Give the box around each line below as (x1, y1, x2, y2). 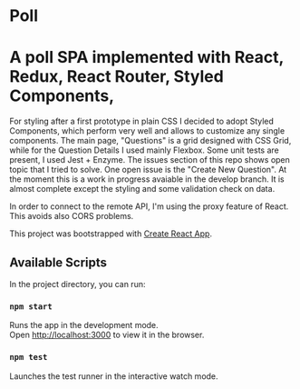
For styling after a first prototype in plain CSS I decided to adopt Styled (9, 115, 275, 127)
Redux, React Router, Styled (9, 66, 224, 87)
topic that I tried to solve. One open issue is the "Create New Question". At (9, 165, 287, 175)
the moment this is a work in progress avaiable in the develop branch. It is (9, 174, 285, 185)
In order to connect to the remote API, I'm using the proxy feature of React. (9, 201, 289, 212)
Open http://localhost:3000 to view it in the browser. (9, 329, 205, 341)
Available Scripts (9, 254, 107, 270)
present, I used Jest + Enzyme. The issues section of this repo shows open (9, 155, 290, 165)
